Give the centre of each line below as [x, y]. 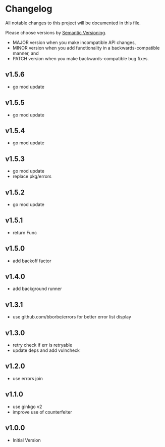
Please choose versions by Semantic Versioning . [56, 32]
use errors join [27, 378]
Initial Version [27, 440]
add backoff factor [32, 261]
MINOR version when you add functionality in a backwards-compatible [86, 48]
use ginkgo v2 [27, 407]
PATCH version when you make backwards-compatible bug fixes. [80, 58]
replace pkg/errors [32, 176]
